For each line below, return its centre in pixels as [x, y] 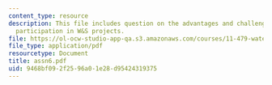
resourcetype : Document [49, 53]
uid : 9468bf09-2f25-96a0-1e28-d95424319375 [83, 69]
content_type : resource [49, 16]
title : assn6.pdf [38, 62]
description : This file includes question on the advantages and [121, 23]
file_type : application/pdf [56, 46]
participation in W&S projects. [70, 31]
